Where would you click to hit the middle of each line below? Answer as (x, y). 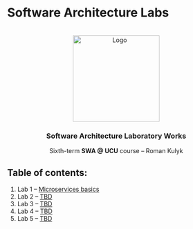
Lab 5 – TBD (35, 219)
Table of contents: (47, 173)
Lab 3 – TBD (35, 204)
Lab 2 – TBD (35, 197)
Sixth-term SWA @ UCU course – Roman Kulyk (116, 151)
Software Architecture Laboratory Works (116, 136)
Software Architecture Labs (88, 13)
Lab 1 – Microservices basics (58, 189)
